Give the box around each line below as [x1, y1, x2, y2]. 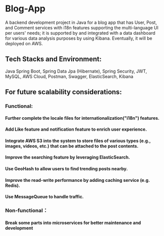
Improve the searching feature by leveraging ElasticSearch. [5, 155, 130, 160]
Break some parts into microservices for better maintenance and [5, 220, 141, 226]
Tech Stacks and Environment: [5, 55, 102, 64]
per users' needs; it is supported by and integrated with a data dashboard [5, 30, 156, 36]
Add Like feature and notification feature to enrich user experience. [5, 126, 147, 132]
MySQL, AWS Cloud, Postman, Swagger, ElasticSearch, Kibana [5, 73, 134, 79]
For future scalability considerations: [5, 88, 122, 96]
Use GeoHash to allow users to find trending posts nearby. [5, 166, 128, 172]
